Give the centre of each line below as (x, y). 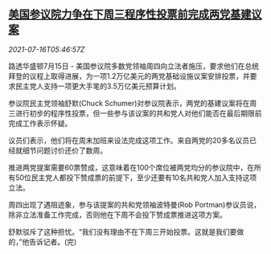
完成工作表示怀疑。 (40, 123)
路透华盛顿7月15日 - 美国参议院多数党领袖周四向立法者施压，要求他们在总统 (134, 66)
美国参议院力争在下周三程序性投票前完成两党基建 (130, 14)
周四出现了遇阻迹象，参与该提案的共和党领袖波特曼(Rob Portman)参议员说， (135, 204)
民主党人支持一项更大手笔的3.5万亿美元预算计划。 (98, 86)
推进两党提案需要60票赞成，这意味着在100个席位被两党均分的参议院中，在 (131, 167)
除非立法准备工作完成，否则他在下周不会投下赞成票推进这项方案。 (117, 215)
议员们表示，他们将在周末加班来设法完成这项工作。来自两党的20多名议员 (129, 140)
